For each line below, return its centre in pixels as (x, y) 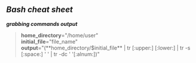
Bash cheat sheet (39, 10)
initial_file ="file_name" (49, 41)
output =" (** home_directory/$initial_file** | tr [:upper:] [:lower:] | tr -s (105, 48)
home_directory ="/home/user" (59, 35)
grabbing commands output (42, 24)
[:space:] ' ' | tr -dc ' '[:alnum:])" (60, 54)
